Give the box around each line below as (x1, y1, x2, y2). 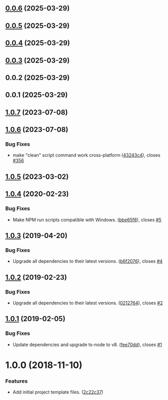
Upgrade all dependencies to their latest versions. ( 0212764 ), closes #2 (12, 300, 163, 306)
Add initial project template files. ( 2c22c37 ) (12, 389, 103, 395)
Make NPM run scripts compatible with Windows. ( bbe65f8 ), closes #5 (12, 217, 162, 223)
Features (5, 377, 28, 384)
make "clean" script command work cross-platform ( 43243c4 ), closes (12, 152, 160, 158)
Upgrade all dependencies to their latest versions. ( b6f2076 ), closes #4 (12, 258, 163, 264)
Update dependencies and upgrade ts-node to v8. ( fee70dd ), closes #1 (12, 341, 162, 348)
